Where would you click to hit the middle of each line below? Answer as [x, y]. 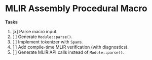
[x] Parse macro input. [35, 31]
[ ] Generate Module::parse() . [42, 37]
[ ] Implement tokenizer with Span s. [47, 41]
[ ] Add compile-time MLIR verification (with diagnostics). [71, 47]
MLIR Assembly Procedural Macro [76, 9]
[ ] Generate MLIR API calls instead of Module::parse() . [68, 52]
